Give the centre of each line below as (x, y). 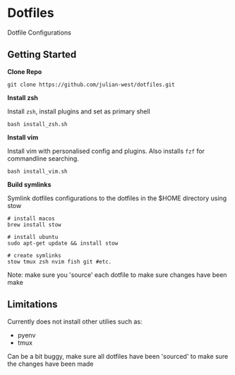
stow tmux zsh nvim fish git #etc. (60, 262)
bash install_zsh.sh (38, 124)
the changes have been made (50, 364)
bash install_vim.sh (38, 171)
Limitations (32, 305)
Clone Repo (25, 71)
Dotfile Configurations (40, 32)
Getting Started (42, 55)
